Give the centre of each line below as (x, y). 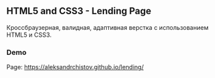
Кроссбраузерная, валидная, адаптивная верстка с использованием (107, 27)
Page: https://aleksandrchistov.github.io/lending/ (75, 67)
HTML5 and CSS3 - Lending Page (79, 11)
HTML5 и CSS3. (29, 35)
